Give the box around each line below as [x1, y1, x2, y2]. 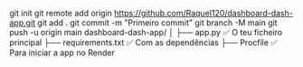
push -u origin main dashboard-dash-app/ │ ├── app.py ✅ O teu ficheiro [9, 27, 283, 37]
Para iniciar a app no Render [9, 47, 115, 58]
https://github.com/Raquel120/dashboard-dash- [114, 8, 294, 18]
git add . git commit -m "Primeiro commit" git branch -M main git [37, 17, 278, 28]
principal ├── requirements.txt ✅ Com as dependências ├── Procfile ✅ [9, 37, 278, 48]
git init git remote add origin [9, 8, 113, 18]
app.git [9, 17, 36, 28]
